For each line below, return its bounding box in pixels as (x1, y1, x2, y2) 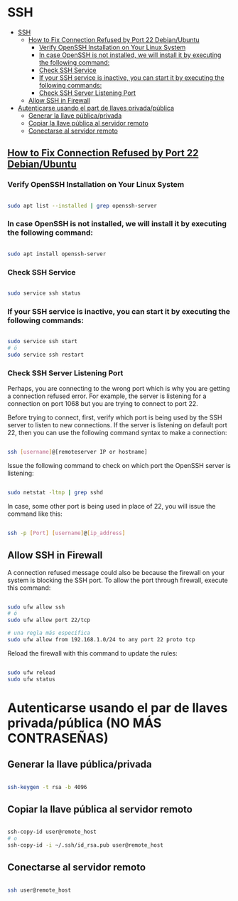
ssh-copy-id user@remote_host (7, 828, 97, 835)
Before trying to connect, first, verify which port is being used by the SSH (7, 413, 222, 422)
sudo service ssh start (7, 338, 78, 345)
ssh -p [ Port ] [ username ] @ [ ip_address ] (7, 529, 126, 536)
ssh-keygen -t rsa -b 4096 (7, 783, 87, 790)
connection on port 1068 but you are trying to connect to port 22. (7, 399, 198, 408)
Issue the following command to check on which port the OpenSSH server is (7, 461, 231, 469)
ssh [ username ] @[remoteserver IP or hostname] (7, 449, 148, 456)
